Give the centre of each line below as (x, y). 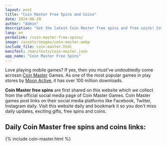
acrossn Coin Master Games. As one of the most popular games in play (78, 75)
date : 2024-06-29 (23, 19)
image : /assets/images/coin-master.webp (48, 42)
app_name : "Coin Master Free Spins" (43, 56)
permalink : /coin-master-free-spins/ (44, 38)
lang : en (14, 33)
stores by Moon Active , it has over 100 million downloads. (64, 80)
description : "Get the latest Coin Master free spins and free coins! (80, 28)
